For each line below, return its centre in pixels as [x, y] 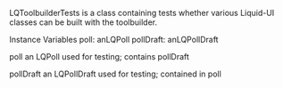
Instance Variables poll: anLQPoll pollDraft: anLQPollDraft [114, 40]
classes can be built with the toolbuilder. [83, 22]
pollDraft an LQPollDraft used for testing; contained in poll [115, 74]
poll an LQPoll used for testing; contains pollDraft [100, 56]
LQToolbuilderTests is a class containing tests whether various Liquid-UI [142, 13]
